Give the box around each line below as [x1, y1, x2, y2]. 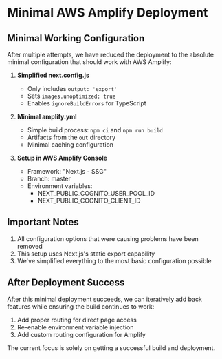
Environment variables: [27, 182, 93, 190]
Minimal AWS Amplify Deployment [7, 5, 208, 21]
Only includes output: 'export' [27, 85, 118, 92]
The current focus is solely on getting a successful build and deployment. [7, 343, 215, 352]
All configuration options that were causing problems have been [16, 234, 199, 243]
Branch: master [27, 174, 71, 183]
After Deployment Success [7, 277, 125, 289]
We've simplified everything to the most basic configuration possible [16, 256, 212, 265]
